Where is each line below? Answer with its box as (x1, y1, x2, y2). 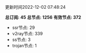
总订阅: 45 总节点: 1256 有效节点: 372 (5, 14, 82, 20)
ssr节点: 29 (12, 25, 35, 30)
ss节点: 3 (12, 37, 31, 42)
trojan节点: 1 (12, 43, 37, 48)
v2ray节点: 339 (12, 31, 43, 36)
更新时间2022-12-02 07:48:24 (5, 4, 66, 10)
